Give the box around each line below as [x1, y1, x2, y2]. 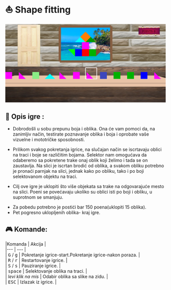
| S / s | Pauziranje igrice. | [5, 262, 61, 269]
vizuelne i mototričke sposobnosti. [12, 137, 85, 143]
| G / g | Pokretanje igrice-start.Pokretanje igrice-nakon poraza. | [5, 252, 140, 258]
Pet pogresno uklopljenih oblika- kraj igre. [12, 209, 101, 216]
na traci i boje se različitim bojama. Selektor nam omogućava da [12, 152, 147, 158]
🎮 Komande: [5, 225, 48, 233]
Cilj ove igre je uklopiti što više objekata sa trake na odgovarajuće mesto [12, 183, 164, 190]
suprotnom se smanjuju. [12, 194, 64, 200]
